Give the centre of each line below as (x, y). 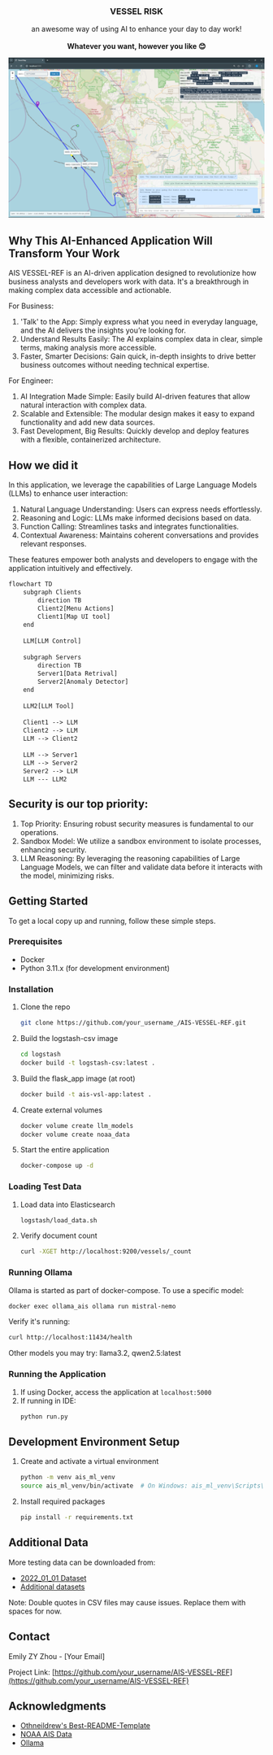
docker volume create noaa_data (75, 1134)
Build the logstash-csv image (69, 1039)
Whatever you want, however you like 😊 (136, 46)
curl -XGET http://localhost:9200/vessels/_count (106, 1252)
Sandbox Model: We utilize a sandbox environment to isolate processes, (141, 841)
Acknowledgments (58, 1706)
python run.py (44, 1417)
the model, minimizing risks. (67, 875)
